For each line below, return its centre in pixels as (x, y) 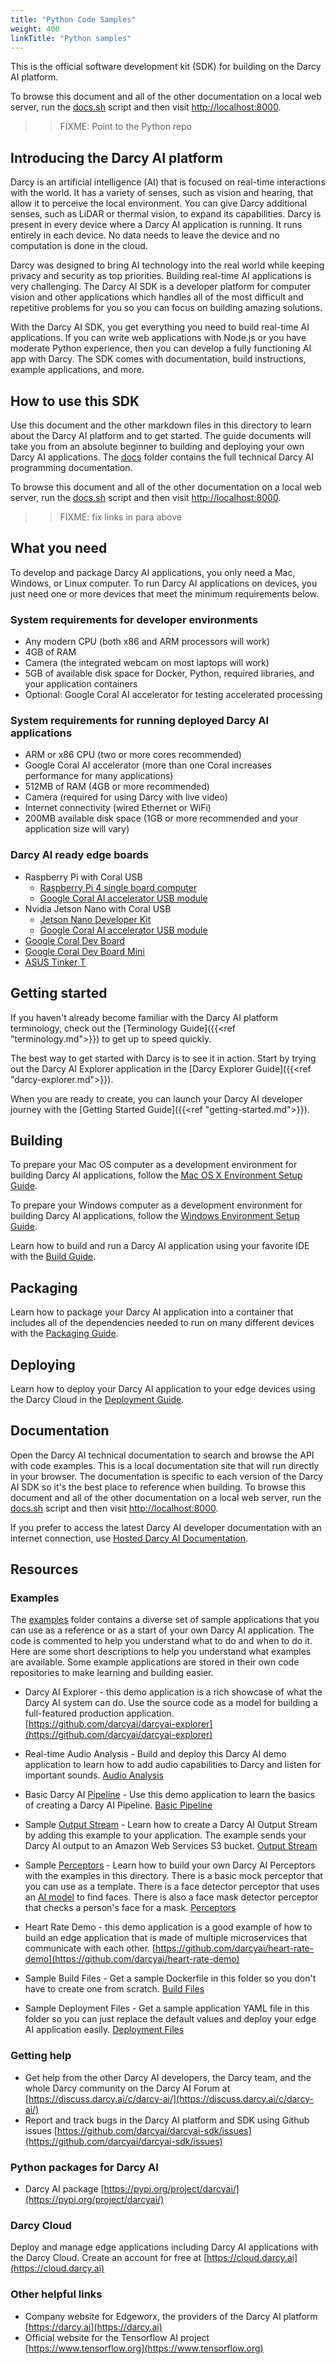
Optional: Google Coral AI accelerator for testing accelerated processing (173, 695)
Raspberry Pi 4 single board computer (118, 887)
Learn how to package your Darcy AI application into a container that (152, 1312)
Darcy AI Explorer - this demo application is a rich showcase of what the (173, 1692)
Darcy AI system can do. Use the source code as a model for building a (171, 1703)
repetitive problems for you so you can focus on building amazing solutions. (166, 308)
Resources (44, 1569)
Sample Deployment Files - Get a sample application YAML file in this (167, 2008)
